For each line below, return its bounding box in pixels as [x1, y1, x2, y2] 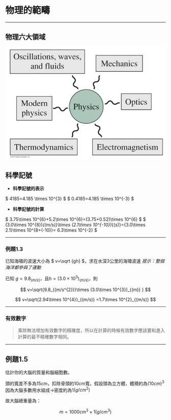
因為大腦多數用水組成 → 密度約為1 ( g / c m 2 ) [5, 386, 91, 393]
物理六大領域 [5, 33, 46, 41]
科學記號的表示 [12, 185, 44, 191]
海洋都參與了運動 [5, 264, 41, 270]
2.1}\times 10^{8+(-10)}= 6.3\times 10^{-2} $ [5, 227, 98, 233]
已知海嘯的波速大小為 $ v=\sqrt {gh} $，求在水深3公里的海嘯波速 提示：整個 [5, 258, 164, 264]
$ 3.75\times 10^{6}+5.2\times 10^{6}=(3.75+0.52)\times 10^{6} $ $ [5, 216, 146, 222]
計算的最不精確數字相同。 [17, 334, 72, 340]
